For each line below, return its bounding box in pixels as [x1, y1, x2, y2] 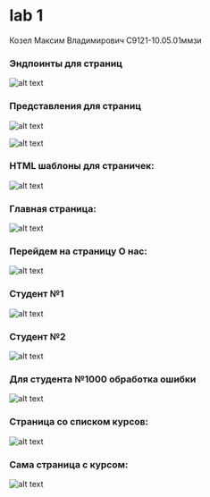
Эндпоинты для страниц [9, 57, 123, 70]
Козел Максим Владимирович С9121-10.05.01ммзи [9, 35, 203, 46]
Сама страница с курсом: [9, 458, 129, 470]
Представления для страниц [9, 100, 141, 113]
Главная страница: [9, 202, 97, 215]
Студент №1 [9, 288, 64, 300]
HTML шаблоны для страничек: [9, 160, 155, 173]
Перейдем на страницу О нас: [9, 245, 147, 257]
